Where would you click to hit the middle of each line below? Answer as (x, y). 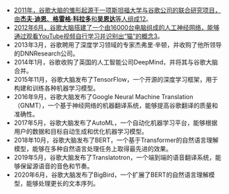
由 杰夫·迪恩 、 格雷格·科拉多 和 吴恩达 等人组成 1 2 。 (83, 19)
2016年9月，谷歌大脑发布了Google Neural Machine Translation (103, 97)
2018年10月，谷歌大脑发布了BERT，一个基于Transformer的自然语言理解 (116, 140)
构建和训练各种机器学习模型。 (56, 88)
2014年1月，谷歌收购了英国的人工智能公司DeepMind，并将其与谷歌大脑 (116, 62)
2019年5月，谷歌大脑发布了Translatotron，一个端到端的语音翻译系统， (114, 157)
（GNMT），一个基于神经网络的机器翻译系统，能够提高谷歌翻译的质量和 (116, 105)
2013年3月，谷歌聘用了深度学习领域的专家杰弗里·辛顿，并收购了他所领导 (118, 45)
